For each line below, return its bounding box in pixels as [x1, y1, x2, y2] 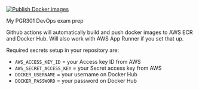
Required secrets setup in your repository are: [6, 46, 120, 54]
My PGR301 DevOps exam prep [6, 17, 84, 24]
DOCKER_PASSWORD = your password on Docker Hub [14, 77, 137, 84]
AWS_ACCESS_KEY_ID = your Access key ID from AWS [14, 58, 141, 65]
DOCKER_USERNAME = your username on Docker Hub [14, 71, 137, 77]
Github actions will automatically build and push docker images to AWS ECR [6, 29, 193, 36]
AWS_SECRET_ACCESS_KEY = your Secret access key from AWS [14, 64, 162, 72]
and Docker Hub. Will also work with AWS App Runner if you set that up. [6, 35, 184, 42]
